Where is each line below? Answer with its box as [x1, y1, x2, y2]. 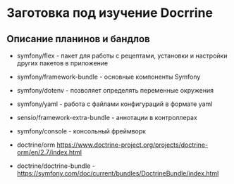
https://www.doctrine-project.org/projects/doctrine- [56, 140, 209, 149]
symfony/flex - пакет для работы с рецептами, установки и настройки [16, 51, 228, 60]
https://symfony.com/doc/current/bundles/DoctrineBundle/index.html [16, 169, 219, 177]
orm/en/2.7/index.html [16, 148, 82, 156]
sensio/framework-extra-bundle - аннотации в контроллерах [16, 114, 198, 121]
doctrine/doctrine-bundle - [16, 162, 96, 170]
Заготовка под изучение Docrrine [6, 5, 213, 21]
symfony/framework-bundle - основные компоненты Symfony [16, 72, 201, 81]
